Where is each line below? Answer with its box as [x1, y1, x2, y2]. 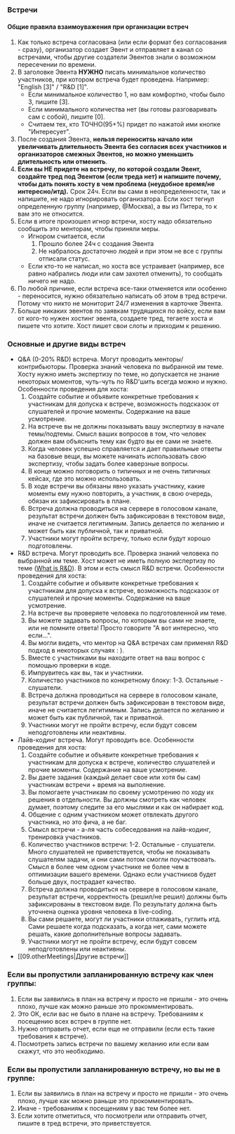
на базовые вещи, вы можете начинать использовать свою [27, 452, 207, 461]
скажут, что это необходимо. [17, 1047, 105, 1055]
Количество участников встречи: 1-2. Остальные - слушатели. [27, 840, 216, 849]
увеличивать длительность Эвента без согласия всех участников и [17, 143, 227, 151]
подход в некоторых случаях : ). [27, 646, 125, 655]
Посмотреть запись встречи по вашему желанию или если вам [17, 1039, 209, 1048]
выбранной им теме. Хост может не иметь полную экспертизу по [17, 556, 215, 565]
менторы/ [154, 355, 184, 363]
